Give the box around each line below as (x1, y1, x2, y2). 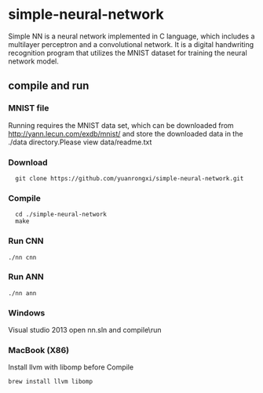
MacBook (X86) (8, 345, 69, 356)
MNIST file (8, 103, 49, 114)
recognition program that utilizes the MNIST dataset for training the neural (8, 48, 247, 57)
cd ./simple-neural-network (15, 210, 108, 219)
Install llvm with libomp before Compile (8, 362, 134, 372)
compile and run (8, 79, 89, 93)
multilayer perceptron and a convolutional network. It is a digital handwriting (8, 39, 254, 49)
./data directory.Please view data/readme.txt (8, 137, 152, 147)
